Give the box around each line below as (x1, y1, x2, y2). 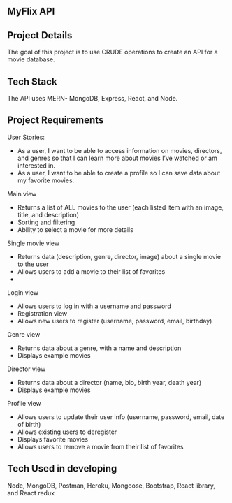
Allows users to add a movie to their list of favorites (17, 267, 166, 275)
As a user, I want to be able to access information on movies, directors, (17, 146, 222, 154)
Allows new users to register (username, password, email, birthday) (17, 316, 212, 325)
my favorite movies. (17, 176, 75, 184)
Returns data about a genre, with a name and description (17, 344, 182, 352)
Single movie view (7, 239, 60, 247)
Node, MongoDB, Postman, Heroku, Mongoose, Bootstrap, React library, (7, 481, 215, 490)
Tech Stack (7, 75, 57, 87)
